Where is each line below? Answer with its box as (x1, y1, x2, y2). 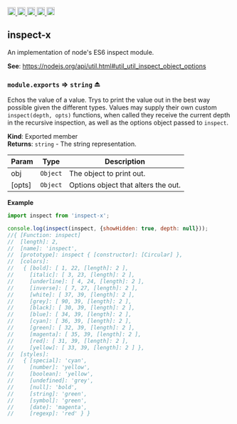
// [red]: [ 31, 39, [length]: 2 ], (7, 337, 130, 344)
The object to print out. (68, 169, 146, 179)
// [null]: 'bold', (7, 383, 78, 391)
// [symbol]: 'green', (7, 397, 88, 404)
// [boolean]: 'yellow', (7, 371, 94, 378)
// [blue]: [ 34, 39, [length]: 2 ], (7, 311, 132, 318)
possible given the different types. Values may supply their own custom (7, 103, 217, 112)
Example (7, 198, 34, 207)
